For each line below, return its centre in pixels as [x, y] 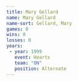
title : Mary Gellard [33, 12]
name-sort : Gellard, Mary [39, 23]
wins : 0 [16, 35]
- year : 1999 [26, 52]
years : [15, 46]
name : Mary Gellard [31, 18]
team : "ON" [28, 63]
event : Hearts [32, 57]
